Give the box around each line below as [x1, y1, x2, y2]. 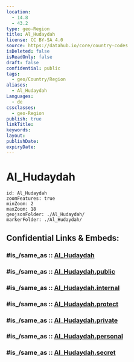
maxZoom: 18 [6, 206, 36, 212]
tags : [6, 71, 20, 77]
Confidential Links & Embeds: [6, 232, 120, 243]
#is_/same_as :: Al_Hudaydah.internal [6, 283, 120, 292]
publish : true [6, 116, 42, 122]
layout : [6, 133, 26, 139]
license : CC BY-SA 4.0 [6, 37, 63, 43]
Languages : [6, 93, 34, 99]
